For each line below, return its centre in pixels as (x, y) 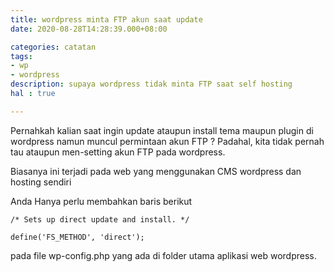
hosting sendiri (41, 182)
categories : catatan (53, 47)
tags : (21, 56)
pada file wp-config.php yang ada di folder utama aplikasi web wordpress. (163, 255)
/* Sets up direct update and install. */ (100, 219)
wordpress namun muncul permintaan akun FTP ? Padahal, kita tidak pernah (167, 141)
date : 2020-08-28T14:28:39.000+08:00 (89, 29)
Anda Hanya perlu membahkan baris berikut (101, 201)
